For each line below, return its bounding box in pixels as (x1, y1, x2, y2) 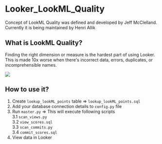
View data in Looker (12, 134, 53, 140)
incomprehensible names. (5, 62, 57, 68)
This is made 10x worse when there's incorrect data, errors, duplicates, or (5, 57, 153, 63)
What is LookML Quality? (5, 39, 83, 47)
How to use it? (5, 85, 49, 93)
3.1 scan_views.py (12, 113, 47, 120)
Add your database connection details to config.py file (12, 103, 122, 109)
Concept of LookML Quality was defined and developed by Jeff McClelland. (5, 19, 157, 25)
